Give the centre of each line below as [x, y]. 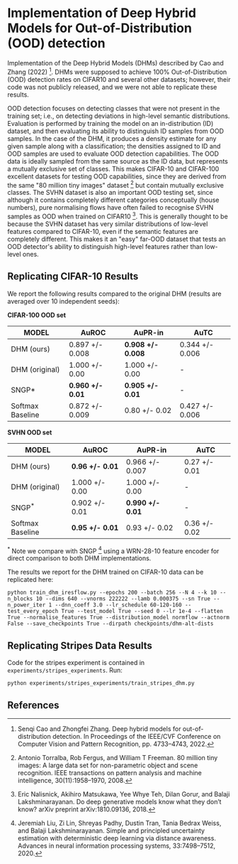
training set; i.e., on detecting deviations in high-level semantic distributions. [119, 116]
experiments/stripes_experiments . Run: [65, 671]
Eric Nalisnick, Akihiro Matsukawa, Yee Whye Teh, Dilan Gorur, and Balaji [124, 794]
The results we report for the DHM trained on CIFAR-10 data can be [106, 572]
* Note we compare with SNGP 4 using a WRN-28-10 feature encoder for [113, 550]
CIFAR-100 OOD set [36, 315]
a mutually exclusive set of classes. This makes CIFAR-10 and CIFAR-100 [113, 169]
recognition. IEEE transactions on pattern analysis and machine [109, 773]
